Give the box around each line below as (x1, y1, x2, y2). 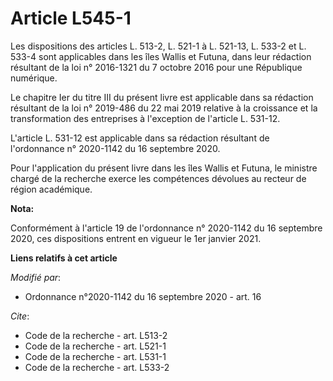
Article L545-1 (10, 7, 132, 30)
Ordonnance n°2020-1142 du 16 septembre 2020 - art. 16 (24, 290, 262, 302)
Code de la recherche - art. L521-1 (24, 340, 167, 352)
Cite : (10, 310, 30, 322)
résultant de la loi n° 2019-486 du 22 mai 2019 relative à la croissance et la (10, 102, 318, 114)
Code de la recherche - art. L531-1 (24, 350, 167, 362)
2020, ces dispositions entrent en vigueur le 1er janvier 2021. (10, 232, 262, 244)
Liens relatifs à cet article (10, 252, 118, 264)
